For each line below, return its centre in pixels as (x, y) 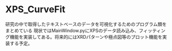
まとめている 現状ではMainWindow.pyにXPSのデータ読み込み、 (72, 30)
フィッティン (152, 30)
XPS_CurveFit (35, 9)
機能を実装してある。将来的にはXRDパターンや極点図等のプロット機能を (86, 37)
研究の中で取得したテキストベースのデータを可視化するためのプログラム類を (86, 24)
